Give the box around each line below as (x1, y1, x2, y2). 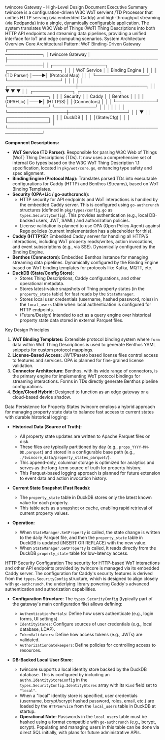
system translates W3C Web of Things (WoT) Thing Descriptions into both (5, 25, 156, 31)
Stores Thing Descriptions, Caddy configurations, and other (19, 275, 141, 281)
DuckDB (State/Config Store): (12, 270, 74, 276)
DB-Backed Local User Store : (12, 657, 73, 662)
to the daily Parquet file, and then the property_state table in (19, 534, 143, 540)
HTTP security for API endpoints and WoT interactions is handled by (19, 197, 158, 202)
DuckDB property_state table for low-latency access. (19, 550, 129, 556)
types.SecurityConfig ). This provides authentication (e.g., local (19, 212, 148, 218)
